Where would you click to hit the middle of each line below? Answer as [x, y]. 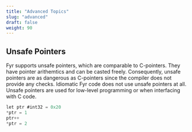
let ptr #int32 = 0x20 [34, 107]
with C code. [21, 96]
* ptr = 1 [17, 112]
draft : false [22, 22]
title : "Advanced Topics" [37, 11]
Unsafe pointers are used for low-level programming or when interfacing [93, 91]
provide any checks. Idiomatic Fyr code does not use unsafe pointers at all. [96, 84]
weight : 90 [19, 28]
